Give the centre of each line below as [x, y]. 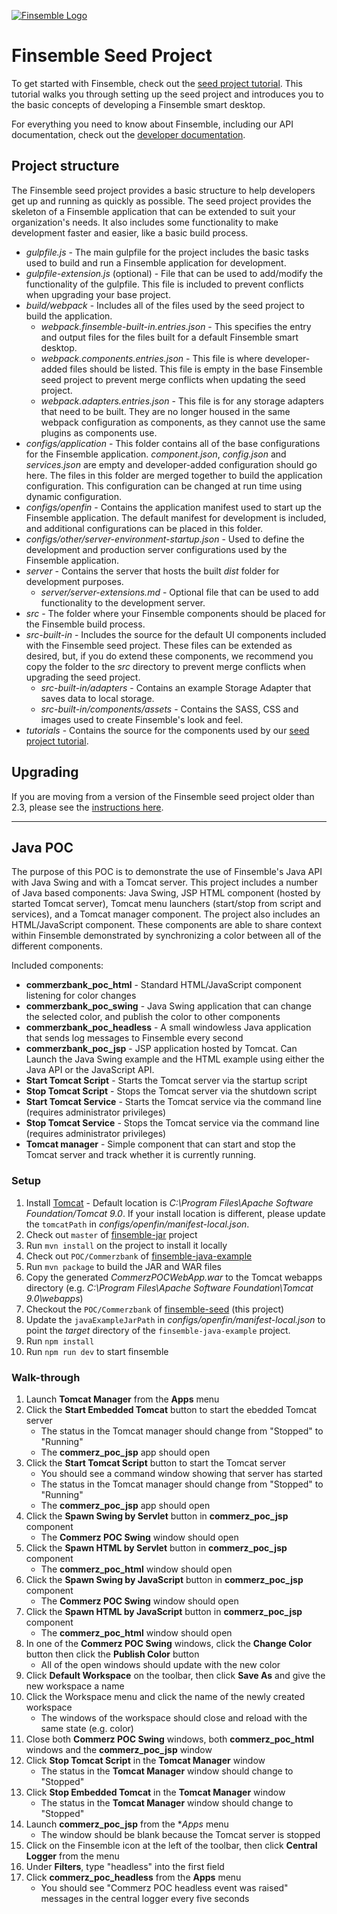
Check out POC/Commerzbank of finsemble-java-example [139, 1256]
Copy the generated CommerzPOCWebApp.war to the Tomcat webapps [174, 1277]
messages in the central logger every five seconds [145, 1898]
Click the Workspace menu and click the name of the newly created [165, 1696]
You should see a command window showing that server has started [181, 1473]
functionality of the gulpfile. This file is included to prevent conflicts [164, 284]
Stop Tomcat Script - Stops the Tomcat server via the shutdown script [171, 1091]
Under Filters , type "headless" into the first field [125, 1866]
